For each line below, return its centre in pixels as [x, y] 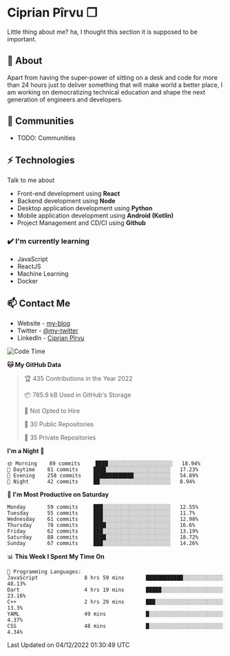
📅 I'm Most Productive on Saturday [58, 495]
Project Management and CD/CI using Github [81, 223]
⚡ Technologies [41, 160]
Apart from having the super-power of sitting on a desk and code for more [113, 77]
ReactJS [29, 266]
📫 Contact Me [39, 304]
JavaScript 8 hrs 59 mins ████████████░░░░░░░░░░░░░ [115, 578]
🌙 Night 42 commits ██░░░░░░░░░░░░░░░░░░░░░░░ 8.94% [101, 482]
